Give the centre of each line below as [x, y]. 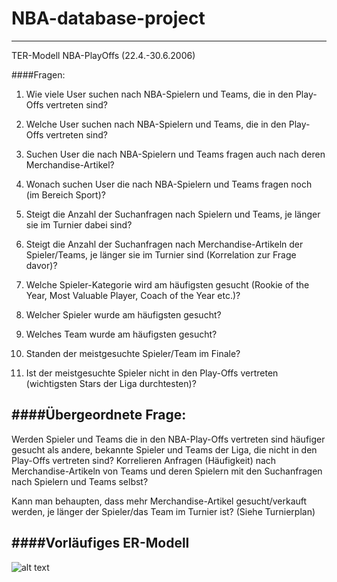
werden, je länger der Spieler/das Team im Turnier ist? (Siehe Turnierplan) [163, 511]
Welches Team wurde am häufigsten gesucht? [121, 334]
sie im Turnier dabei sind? [79, 224]
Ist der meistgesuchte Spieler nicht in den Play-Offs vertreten [152, 373]
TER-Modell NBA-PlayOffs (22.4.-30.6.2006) [103, 55]
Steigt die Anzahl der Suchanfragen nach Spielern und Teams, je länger [173, 214]
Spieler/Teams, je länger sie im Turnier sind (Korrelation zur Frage [161, 254]
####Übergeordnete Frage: [99, 415]
